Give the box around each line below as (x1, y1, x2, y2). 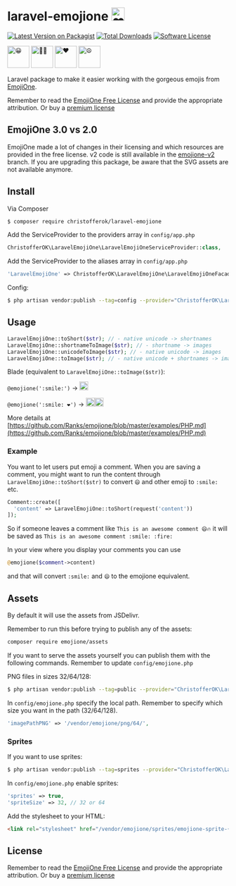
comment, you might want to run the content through (7, 469, 161, 479)
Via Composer (7, 204, 49, 213)
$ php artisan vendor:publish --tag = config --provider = (7, 297, 174, 304)
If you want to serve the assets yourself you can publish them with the (7, 651, 211, 659)
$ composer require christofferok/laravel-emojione (7, 218, 162, 225)
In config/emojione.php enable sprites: (7, 779, 119, 787)
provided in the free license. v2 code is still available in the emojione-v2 (7, 150, 216, 159)
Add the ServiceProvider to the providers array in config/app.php (7, 230, 195, 239)
